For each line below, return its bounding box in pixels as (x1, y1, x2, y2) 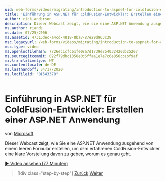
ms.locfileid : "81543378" (5, 72, 58, 77)
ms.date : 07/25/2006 (5, 30, 48, 35)
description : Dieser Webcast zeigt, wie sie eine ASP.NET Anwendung (5, 21, 149, 26)
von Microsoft (5, 130, 34, 136)
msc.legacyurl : (5, 40, 37, 45)
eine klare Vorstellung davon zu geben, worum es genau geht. (5, 151, 132, 157)
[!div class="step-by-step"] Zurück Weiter (17, 170, 103, 176)
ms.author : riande (5, 26, 43, 31)
